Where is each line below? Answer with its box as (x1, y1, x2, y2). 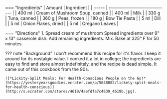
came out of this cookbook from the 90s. (5, 66, 89, 72)
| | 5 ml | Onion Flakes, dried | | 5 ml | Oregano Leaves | (5, 20, 119, 26)
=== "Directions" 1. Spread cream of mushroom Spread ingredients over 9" (5, 30, 160, 36)
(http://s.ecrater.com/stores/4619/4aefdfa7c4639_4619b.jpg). (5, 89, 137, 94)
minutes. (5, 41, 23, 47)
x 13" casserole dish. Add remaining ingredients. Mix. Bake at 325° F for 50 (5, 35, 160, 41)
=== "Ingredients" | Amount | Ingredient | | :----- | (5, 5, 108, 10)
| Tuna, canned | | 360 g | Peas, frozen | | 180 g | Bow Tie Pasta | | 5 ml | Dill (5, 15, 161, 21)
